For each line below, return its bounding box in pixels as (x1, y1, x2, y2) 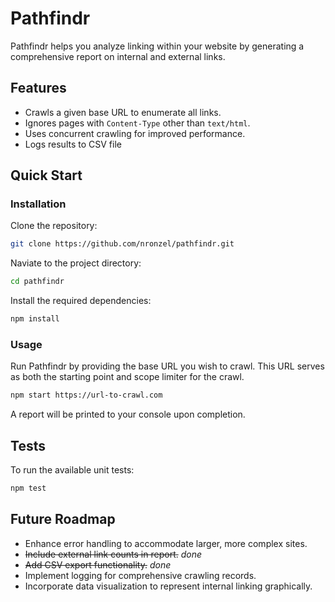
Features (10, 80, 67, 97)
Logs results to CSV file (24, 138, 122, 150)
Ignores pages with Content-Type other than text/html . (24, 117, 251, 129)
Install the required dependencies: (10, 295, 152, 307)
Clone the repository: (10, 220, 98, 232)
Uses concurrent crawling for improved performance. (24, 127, 246, 139)
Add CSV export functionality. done (24, 558, 172, 571)
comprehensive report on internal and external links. (10, 50, 226, 62)
